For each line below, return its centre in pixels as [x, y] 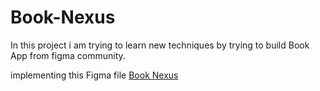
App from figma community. [68, 55]
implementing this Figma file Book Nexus [94, 75]
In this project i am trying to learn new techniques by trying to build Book [160, 45]
